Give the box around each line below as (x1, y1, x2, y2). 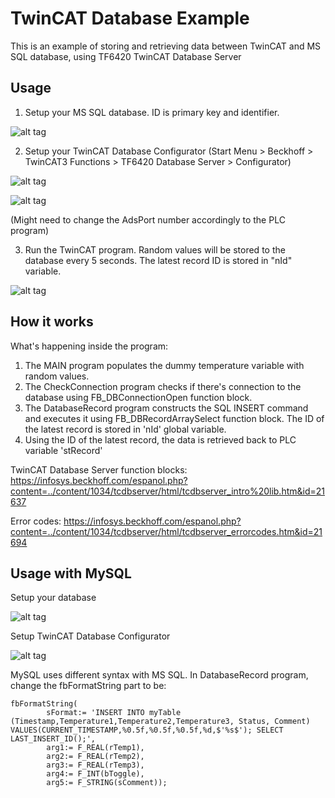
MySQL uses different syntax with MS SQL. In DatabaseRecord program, (10, 669, 309, 681)
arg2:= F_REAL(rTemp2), (46, 752, 145, 762)
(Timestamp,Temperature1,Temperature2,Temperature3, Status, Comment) (10, 717, 311, 727)
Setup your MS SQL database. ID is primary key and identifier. (24, 106, 280, 118)
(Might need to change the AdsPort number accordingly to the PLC (10, 213, 286, 226)
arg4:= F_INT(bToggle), (46, 769, 145, 779)
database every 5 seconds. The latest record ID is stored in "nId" (24, 254, 293, 266)
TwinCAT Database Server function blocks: (10, 463, 188, 476)
